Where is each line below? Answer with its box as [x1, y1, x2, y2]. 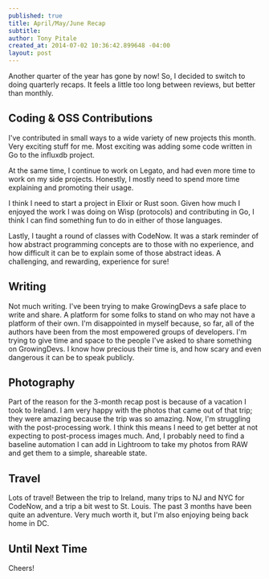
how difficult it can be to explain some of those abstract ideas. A [8, 248, 222, 257]
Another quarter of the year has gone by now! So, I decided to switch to [8, 72, 246, 80]
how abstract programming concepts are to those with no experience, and [8, 239, 255, 249]
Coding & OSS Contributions [8, 112, 153, 125]
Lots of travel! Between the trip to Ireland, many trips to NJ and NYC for [8, 493, 245, 503]
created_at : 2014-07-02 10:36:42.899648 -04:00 [8, 42, 171, 50]
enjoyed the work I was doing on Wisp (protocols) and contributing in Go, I [8, 207, 255, 216]
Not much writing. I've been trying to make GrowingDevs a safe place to [8, 301, 247, 310]
